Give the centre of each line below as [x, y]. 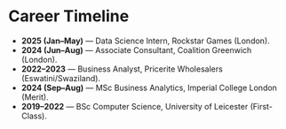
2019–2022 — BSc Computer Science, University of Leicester [135, 106]
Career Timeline [69, 16]
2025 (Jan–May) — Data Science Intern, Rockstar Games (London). [145, 41]
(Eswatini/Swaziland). [61, 78]
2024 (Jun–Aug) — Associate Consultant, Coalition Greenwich [136, 49]
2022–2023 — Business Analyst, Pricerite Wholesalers [122, 69]
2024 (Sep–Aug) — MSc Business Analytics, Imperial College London [149, 87]
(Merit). [35, 97]
